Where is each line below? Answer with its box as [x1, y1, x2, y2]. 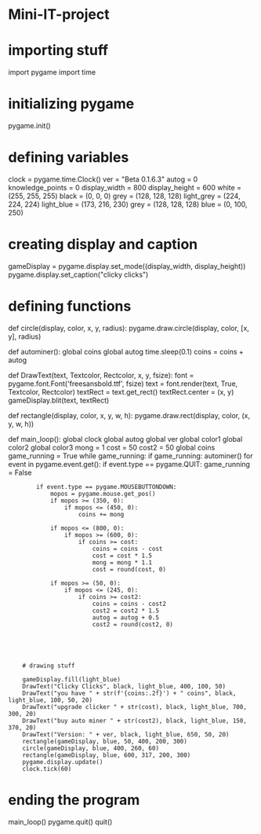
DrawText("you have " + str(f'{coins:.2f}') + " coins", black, [22, 689, 237, 697]
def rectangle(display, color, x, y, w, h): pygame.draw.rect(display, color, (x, [8, 410, 251, 420]
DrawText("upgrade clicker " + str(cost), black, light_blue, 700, [22, 703, 247, 711]
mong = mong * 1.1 [92, 558, 153, 567]
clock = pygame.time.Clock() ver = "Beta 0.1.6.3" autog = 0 [8, 175, 198, 184]
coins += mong [78, 510, 125, 518]
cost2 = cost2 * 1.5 [92, 607, 159, 615]
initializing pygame [8, 95, 135, 113]
